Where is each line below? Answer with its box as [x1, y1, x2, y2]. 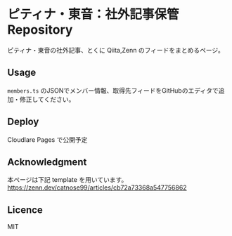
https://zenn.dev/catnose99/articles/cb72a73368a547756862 [7, 183, 188, 192]
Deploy [7, 116, 39, 128]
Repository [7, 22, 73, 38]
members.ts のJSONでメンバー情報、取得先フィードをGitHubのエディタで [7, 86, 219, 95]
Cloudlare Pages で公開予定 [7, 135, 88, 144]
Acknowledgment [7, 156, 87, 168]
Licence [7, 204, 44, 216]
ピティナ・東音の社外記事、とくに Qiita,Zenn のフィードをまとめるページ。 [7, 46, 225, 54]
